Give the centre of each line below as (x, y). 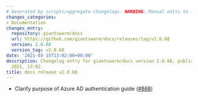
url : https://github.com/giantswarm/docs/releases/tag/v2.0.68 (90, 39)
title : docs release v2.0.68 (42, 72)
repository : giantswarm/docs (47, 34)
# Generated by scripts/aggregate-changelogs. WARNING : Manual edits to (97, 12)
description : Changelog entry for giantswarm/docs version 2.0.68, (91, 61)
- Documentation (26, 22)
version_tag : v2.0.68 (38, 50)
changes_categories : (32, 17)
